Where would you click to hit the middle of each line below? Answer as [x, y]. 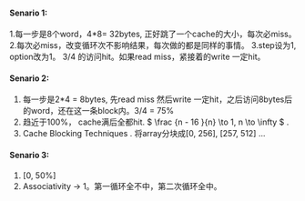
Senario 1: [29, 13]
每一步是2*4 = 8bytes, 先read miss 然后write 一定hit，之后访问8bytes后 [158, 99]
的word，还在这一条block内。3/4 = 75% [98, 111]
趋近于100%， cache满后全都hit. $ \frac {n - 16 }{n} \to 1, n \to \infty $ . [156, 122]
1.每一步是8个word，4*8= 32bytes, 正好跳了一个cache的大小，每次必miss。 [153, 34]
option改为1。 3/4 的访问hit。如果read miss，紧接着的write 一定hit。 [137, 57]
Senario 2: [30, 78]
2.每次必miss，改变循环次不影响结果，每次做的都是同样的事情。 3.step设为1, [153, 45]
